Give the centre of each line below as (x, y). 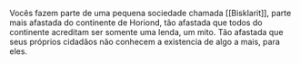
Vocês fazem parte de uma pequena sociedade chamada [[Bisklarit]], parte (150, 13)
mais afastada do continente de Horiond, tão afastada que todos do (136, 23)
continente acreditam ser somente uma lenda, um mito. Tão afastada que (146, 32)
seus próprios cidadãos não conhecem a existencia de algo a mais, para (145, 41)
